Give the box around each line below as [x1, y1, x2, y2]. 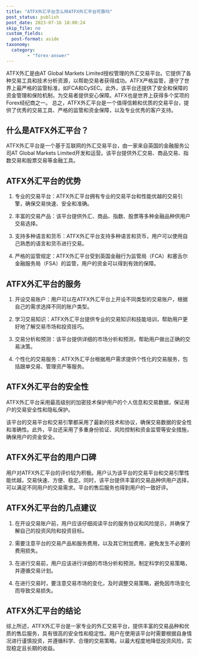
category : [11, 47, 35, 53]
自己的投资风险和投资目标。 [19, 527, 87, 534]
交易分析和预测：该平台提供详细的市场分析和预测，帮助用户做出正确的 [14, 336, 186, 343]
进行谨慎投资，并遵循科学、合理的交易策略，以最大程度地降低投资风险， [11, 638, 187, 645]
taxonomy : [6, 42, 31, 48]
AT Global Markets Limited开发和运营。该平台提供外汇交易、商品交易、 [11, 149, 184, 157]
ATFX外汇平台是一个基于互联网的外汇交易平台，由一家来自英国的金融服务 [6, 142, 184, 149]
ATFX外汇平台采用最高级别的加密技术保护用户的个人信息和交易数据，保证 [6, 398, 184, 405]
